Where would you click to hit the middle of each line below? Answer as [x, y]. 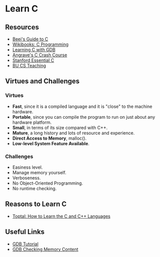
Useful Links [25, 232]
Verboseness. [27, 178]
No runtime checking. [35, 188]
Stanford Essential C [33, 60]
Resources [22, 27]
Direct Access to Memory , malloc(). [49, 138]
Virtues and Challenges [42, 81]
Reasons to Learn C [36, 204]
